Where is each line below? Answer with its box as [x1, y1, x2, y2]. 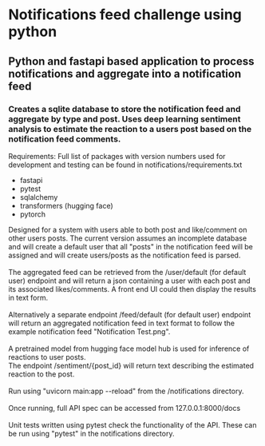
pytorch [19, 209, 46, 219]
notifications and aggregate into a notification [8, 66, 242, 81]
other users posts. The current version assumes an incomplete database [8, 233, 247, 243]
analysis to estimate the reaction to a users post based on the [8, 123, 252, 134]
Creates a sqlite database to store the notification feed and [8, 103, 241, 114]
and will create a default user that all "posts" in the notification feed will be [8, 241, 253, 251]
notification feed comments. [8, 133, 121, 145]
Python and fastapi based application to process [8, 54, 255, 68]
